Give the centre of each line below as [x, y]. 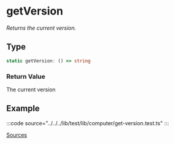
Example [23, 109]
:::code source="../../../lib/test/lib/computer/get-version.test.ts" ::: [88, 123]
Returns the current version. [41, 28]
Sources [17, 135]
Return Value [26, 76]
